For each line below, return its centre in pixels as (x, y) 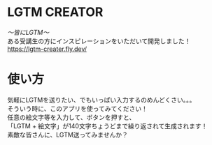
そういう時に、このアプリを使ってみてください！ (78, 108)
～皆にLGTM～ (28, 32)
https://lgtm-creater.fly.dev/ (47, 49)
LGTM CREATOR (55, 12)
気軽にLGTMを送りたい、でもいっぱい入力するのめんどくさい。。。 (101, 100)
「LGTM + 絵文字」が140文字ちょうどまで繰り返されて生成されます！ (107, 125)
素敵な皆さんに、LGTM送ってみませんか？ (68, 135)
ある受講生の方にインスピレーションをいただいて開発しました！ (99, 41)
